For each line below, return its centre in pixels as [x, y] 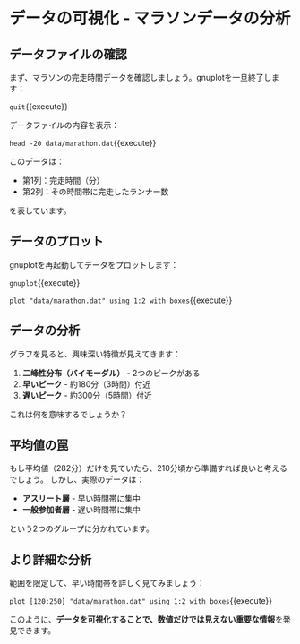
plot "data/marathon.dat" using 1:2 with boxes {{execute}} [121, 300]
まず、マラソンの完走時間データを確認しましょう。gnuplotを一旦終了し [141, 77]
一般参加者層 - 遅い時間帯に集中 [81, 510]
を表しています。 [40, 210]
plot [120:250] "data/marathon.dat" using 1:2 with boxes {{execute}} [141, 601]
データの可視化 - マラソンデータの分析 [150, 18]
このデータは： [37, 161]
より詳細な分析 [51, 559]
